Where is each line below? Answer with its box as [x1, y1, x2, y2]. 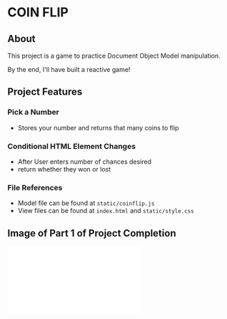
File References [7, 182, 63, 192]
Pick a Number [7, 108, 59, 117]
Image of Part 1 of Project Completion [7, 227, 176, 239]
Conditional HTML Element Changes [7, 141, 136, 151]
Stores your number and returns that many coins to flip [17, 123, 180, 132]
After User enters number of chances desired [17, 157, 152, 166]
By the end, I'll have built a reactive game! [7, 66, 131, 73]
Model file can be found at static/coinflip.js [17, 199, 155, 207]
